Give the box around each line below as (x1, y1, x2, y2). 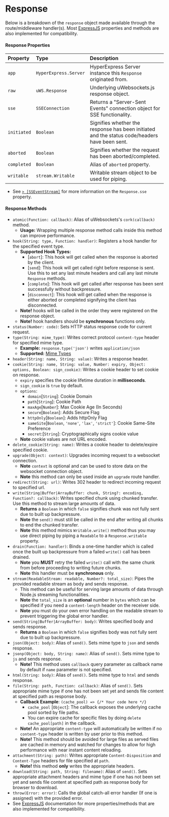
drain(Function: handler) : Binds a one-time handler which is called (12, 543, 154, 550)
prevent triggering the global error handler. (20, 613, 109, 619)
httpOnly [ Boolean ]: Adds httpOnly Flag (27, 415, 107, 421)
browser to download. (12, 785, 58, 791)
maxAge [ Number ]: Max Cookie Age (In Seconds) (27, 404, 123, 410)
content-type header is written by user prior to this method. (20, 731, 143, 737)
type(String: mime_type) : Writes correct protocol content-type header (12, 334, 159, 340)
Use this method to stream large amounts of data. (12, 500, 116, 507)
